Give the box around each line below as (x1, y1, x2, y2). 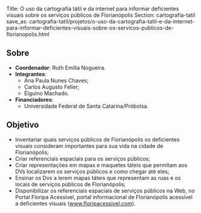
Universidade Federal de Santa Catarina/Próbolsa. (24, 102, 149, 110)
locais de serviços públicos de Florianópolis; (14, 181, 126, 188)
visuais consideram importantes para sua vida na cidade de (14, 142, 164, 149)
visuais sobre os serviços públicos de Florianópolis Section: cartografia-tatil (6, 11, 196, 19)
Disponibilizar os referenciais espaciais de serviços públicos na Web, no (14, 187, 195, 194)
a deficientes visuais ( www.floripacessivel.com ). (14, 200, 136, 207)
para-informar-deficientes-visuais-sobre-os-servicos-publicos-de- (6, 24, 174, 31)
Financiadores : (14, 96, 54, 103)
